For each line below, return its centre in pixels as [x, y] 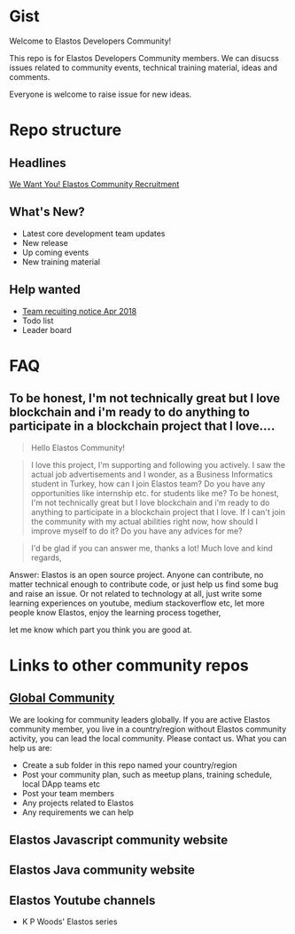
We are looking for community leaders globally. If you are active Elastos [140, 719]
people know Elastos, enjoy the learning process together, [115, 612]
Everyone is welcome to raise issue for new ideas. [101, 94]
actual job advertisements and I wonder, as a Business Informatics [151, 474]
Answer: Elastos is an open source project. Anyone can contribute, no [136, 574]
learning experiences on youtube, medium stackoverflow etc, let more [137, 603]
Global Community [62, 698]
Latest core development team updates [93, 233]
